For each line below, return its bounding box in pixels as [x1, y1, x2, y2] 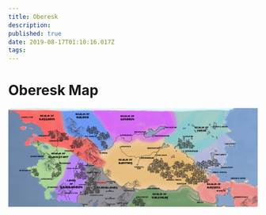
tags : [8, 46, 26, 55]
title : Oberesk [8, 13, 59, 21]
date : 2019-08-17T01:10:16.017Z [8, 38, 115, 46]
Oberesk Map [8, 82, 99, 99]
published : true [8, 29, 62, 37]
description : [8, 21, 51, 29]
